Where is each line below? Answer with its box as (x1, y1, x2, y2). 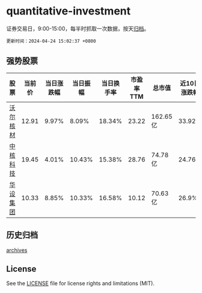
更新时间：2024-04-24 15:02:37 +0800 (6, 38, 96, 44)
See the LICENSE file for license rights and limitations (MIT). (6, 280, 155, 287)
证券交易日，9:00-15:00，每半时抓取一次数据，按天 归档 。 (6, 25, 150, 32)
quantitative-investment (6, 4, 131, 18)
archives (6, 246, 28, 254)
